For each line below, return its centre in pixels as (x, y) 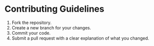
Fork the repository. (32, 23)
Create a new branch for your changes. (51, 27)
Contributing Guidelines (54, 9)
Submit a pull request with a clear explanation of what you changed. (80, 38)
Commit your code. (31, 33)
